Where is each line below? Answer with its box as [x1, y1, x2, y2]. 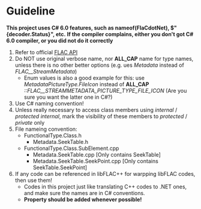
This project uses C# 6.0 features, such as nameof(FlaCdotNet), [6, 24, 170, 31]
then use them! [14, 176, 53, 184]
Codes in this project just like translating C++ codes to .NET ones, [23, 182, 187, 190]
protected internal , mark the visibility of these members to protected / [14, 113, 188, 120]
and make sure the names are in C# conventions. [23, 189, 145, 196]
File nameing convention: [14, 125, 77, 133]
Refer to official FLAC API [14, 48, 78, 55]
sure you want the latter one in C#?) [23, 93, 113, 101]
